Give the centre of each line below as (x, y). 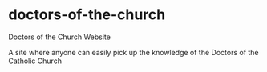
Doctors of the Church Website (59, 37)
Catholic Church (35, 61)
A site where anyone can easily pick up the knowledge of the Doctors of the (133, 52)
